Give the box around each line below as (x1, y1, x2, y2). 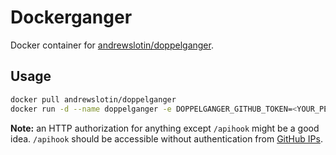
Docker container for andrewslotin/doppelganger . (10, 39, 214, 51)
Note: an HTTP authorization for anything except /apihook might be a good (10, 122, 320, 134)
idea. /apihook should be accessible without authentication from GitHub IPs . (10, 132, 323, 145)
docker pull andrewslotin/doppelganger (10, 94, 177, 105)
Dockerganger (10, 6, 133, 29)
